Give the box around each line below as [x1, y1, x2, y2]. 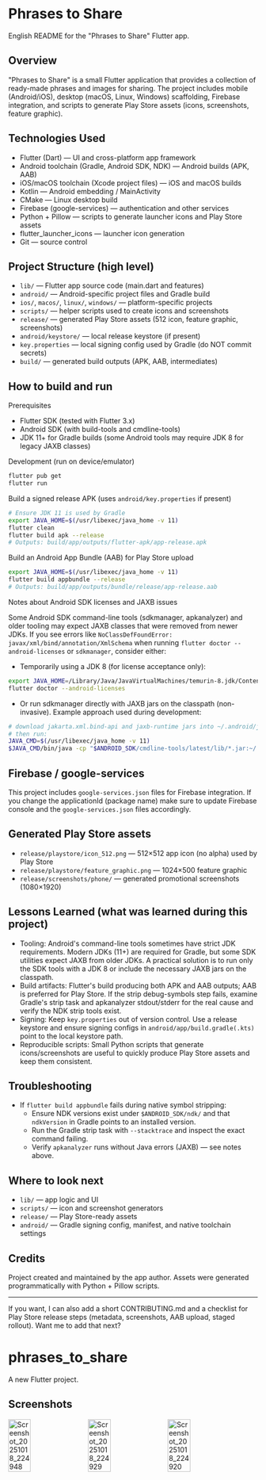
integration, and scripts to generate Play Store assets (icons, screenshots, [8, 100, 249, 109]
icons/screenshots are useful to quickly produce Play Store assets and [19, 1048, 250, 1057]
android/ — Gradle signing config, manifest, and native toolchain [19, 1220, 231, 1230]
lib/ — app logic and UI [19, 1195, 99, 1205]
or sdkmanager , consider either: [66, 646, 166, 656]
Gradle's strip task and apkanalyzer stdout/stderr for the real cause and [19, 997, 253, 1007]
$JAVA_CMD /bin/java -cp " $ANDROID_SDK [8, 744, 136, 753]
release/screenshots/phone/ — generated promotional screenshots [19, 874, 240, 883]
